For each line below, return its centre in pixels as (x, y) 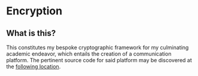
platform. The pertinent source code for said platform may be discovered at (99, 60)
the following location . (33, 66)
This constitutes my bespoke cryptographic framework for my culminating (98, 47)
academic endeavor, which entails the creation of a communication (89, 54)
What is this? (31, 33)
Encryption (34, 11)
